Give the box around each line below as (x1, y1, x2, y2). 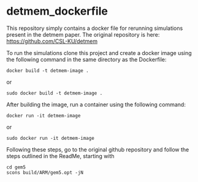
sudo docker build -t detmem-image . (6, 90, 103, 96)
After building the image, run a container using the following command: (6, 101, 186, 108)
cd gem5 (6, 164, 26, 170)
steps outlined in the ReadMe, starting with (6, 152, 115, 159)
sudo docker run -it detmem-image (6, 135, 95, 141)
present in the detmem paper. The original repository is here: (6, 31, 160, 38)
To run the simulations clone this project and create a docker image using (6, 49, 192, 56)
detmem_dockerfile (6, 4, 109, 18)
